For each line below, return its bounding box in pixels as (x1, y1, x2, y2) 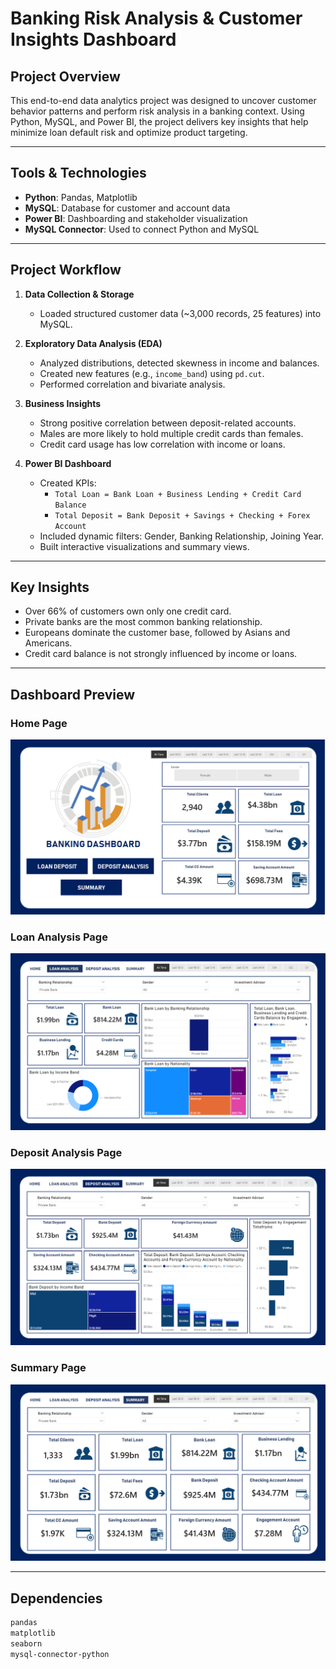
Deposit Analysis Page (10, 1145, 123, 1159)
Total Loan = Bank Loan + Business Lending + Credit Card (54, 489, 302, 499)
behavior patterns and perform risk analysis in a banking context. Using (10, 105, 305, 117)
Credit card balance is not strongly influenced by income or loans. (24, 648, 298, 660)
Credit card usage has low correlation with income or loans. (39, 438, 286, 450)
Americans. (24, 637, 73, 649)
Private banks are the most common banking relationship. (24, 616, 263, 628)
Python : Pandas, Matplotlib (24, 191, 138, 203)
